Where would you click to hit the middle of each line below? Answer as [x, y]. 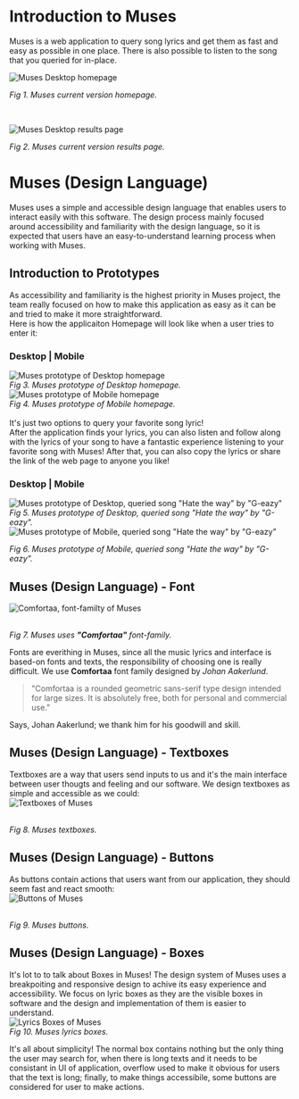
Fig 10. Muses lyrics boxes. [59, 1031]
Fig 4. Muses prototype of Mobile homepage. [92, 404]
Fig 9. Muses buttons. [49, 925]
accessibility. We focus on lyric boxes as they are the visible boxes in [136, 994]
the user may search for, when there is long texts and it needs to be [133, 1058]
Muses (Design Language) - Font [102, 587]
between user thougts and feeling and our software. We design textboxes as [149, 784]
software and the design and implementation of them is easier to [128, 1003]
